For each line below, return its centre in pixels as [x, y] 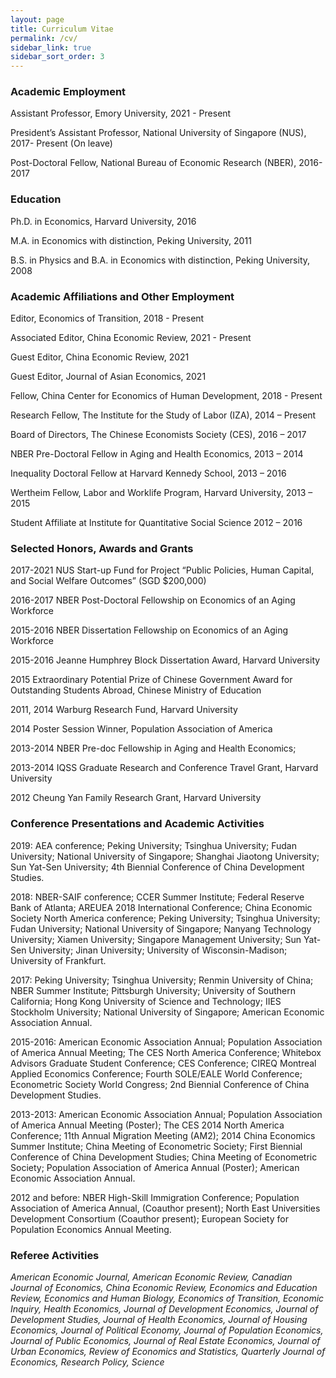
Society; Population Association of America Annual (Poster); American [155, 1167]
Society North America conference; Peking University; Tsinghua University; [165, 918]
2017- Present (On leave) [61, 143]
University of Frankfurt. [58, 960]
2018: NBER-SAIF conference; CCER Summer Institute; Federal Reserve [157, 897]
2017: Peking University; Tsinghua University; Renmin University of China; [162, 980]
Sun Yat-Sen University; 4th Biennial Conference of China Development [157, 867]
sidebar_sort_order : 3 [57, 57]
